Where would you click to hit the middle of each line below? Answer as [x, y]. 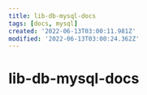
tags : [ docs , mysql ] [43, 24]
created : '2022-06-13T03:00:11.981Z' [72, 31]
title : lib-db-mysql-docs [52, 16]
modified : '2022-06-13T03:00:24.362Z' [74, 39]
